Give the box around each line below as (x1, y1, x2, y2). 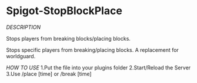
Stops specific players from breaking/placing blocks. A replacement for (6, 46, 179, 54)
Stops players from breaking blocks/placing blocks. (6, 35, 131, 42)
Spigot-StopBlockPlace (6, 4, 122, 18)
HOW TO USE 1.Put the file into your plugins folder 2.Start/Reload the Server (6, 64, 191, 71)
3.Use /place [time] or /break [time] (6, 70, 92, 77)
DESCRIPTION (6, 24, 41, 31)
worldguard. (6, 52, 36, 59)
